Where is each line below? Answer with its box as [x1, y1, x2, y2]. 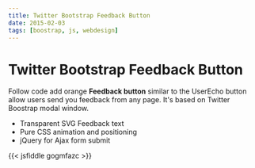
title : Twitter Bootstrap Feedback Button [8, 11, 150, 20]
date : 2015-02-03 [8, 19, 66, 27]
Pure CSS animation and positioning [19, 128, 137, 137]
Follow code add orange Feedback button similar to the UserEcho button [8, 86, 247, 96]
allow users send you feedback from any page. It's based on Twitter [8, 95, 230, 105]
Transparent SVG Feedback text [19, 119, 124, 128]
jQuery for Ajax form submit [19, 136, 111, 145]
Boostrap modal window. [8, 104, 89, 113]
